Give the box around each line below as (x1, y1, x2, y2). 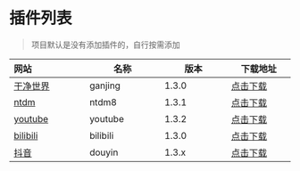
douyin (88, 146, 119, 159)
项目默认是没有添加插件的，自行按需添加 (30, 39, 180, 50)
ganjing (88, 79, 121, 92)
